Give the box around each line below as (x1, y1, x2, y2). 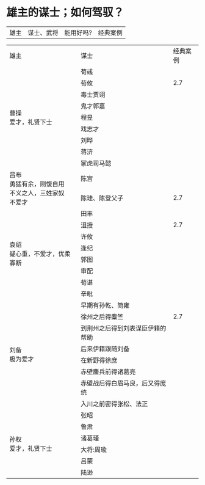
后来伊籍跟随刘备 (80, 345, 130, 353)
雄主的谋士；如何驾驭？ (6, 5, 124, 20)
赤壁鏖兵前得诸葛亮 (80, 367, 136, 376)
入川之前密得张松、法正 (80, 399, 148, 408)
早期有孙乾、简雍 (80, 301, 130, 309)
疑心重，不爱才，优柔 (9, 249, 71, 258)
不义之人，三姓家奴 (9, 189, 65, 197)
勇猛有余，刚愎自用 (9, 180, 65, 188)
